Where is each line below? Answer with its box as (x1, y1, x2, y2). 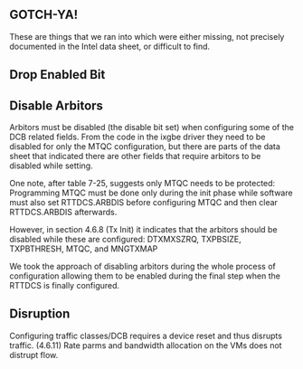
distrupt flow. (9, 349, 59, 360)
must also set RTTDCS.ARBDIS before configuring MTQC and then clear (9, 197, 279, 208)
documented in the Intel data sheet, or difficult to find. (9, 41, 211, 52)
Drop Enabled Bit (9, 67, 106, 82)
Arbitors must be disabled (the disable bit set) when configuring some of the (9, 122, 294, 133)
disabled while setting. (9, 160, 93, 171)
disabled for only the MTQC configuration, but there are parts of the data (9, 141, 280, 152)
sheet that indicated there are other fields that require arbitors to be (9, 151, 261, 162)
